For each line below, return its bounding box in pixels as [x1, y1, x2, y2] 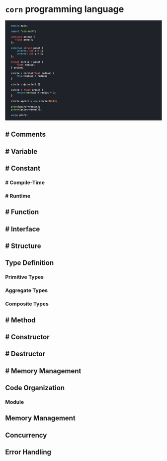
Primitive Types [5, 273, 44, 280]
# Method [5, 316, 36, 324]
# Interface [5, 225, 40, 233]
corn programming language [5, 3, 124, 15]
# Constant [5, 164, 41, 173]
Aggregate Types [5, 287, 48, 294]
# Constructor [5, 333, 50, 341]
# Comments [5, 130, 46, 139]
